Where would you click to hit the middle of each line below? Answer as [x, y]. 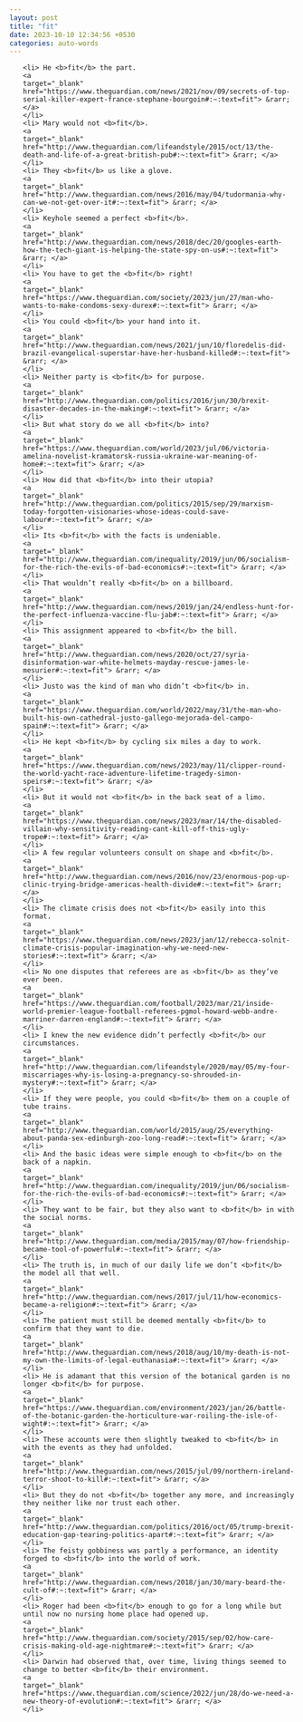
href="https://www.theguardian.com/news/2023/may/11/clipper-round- [154, 766]
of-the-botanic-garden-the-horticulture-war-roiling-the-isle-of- [150, 1416]
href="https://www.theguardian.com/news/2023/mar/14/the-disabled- [152, 821]
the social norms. [57, 1218]
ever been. [43, 980]
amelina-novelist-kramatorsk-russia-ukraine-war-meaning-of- [140, 457]
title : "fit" [34, 26]
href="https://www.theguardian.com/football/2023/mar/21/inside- [148, 1004]
